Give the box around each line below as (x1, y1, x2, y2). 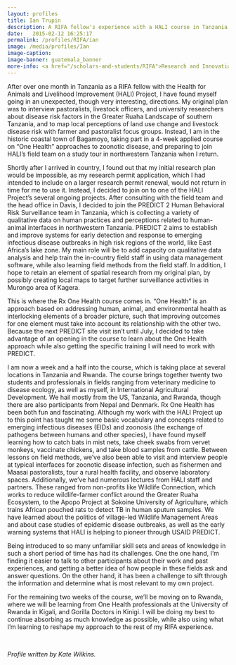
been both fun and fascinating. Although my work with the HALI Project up (7, 408, 223, 416)
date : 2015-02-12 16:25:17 (7, 30, 93, 37)
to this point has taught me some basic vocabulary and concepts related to (7, 415, 224, 424)
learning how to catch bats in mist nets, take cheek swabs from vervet (7, 438, 211, 446)
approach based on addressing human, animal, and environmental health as (7, 304, 227, 312)
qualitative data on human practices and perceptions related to (7, 216, 189, 224)
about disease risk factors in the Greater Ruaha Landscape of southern (7, 112, 213, 121)
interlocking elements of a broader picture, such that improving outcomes (7, 312, 221, 320)
